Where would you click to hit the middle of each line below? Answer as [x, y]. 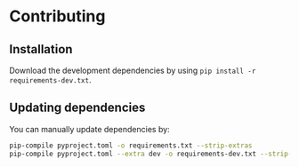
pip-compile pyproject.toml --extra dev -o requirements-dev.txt [133, 154]
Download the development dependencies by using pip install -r [133, 70]
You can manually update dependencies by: [90, 129]
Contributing [57, 16]
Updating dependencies [77, 108]
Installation [41, 49]
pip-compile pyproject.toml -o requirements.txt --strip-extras [131, 145]
